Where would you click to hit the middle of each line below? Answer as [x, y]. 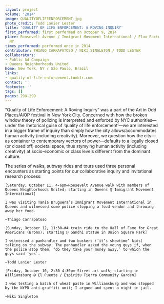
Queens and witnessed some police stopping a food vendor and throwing [79, 207]
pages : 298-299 [20, 96]
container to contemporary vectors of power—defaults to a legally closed [85, 141]
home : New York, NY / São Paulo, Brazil [47, 69]
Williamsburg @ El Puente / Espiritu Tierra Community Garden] [71, 275]
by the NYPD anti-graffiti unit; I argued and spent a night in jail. [78, 288]
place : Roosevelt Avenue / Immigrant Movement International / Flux [76, 37]
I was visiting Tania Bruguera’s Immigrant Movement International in [78, 203]
